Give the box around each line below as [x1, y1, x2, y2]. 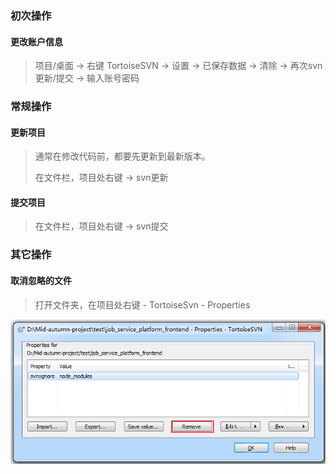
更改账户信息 [10, 35, 63, 47]
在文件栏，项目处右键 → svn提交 [34, 220, 169, 232]
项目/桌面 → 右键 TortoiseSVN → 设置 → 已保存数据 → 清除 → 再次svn [34, 60, 323, 72]
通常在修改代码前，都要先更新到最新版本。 [34, 150, 211, 162]
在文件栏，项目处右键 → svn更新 [34, 172, 169, 184]
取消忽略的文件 [10, 274, 72, 286]
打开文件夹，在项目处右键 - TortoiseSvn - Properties [34, 298, 251, 311]
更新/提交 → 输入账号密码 [34, 72, 140, 84]
